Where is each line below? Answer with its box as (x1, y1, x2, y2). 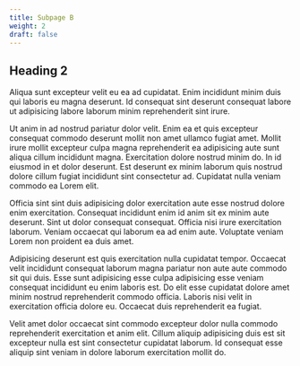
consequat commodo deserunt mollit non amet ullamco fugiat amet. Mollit (9, 133, 282, 144)
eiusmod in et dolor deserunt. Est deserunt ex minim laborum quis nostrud (9, 161, 283, 172)
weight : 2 (9, 22, 47, 30)
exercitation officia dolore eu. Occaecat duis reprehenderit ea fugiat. (9, 301, 262, 312)
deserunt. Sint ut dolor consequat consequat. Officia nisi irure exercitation (9, 217, 282, 228)
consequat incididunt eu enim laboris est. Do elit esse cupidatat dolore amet (9, 282, 290, 292)
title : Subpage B (9, 13, 74, 22)
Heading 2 (9, 63, 69, 78)
